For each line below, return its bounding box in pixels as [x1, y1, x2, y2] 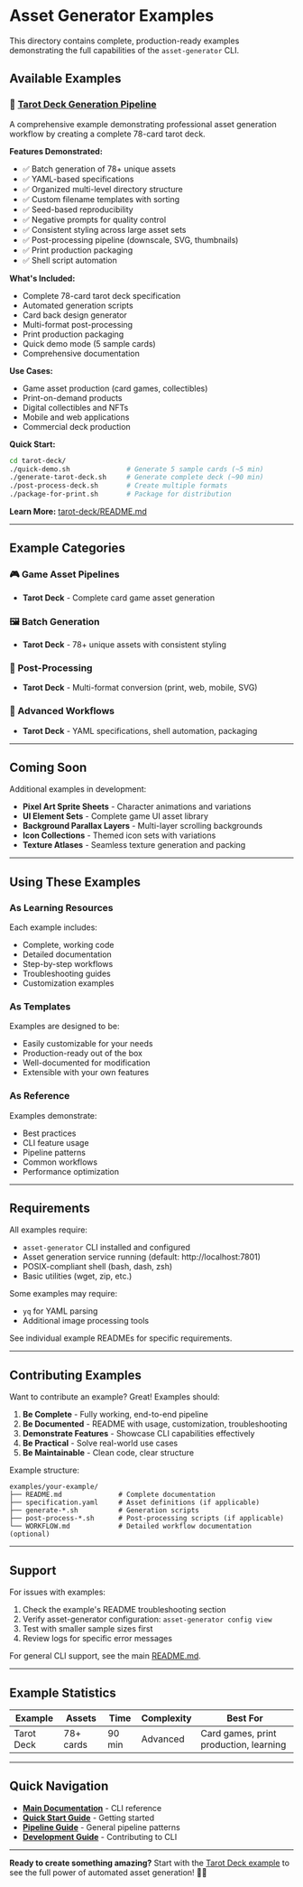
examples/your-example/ [9, 1483, 99, 1492]
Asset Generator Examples [9, 5, 215, 26]
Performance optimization [22, 1166, 120, 1176]
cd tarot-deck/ [9, 456, 67, 465]
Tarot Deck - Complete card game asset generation [22, 592, 215, 603]
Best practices [22, 1128, 77, 1139]
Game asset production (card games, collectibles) [22, 383, 208, 394]
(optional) [9, 1529, 50, 1539]
